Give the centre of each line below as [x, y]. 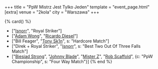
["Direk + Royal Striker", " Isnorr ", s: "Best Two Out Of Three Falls [76, 46]
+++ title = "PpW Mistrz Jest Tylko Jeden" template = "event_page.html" [77, 7]
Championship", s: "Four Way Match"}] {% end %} [62, 62]
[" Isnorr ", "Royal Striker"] [37, 31]
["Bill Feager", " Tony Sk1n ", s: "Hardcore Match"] [60, 41]
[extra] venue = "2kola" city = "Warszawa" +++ [52, 12]
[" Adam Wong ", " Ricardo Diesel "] [45, 36]
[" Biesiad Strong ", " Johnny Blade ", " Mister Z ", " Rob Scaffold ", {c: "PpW [82, 56]
